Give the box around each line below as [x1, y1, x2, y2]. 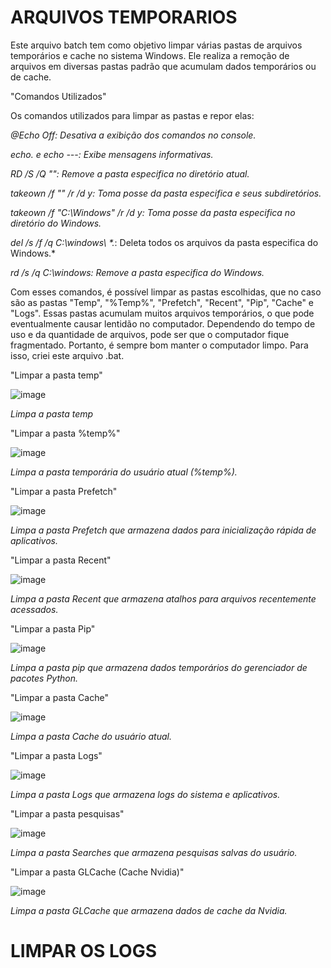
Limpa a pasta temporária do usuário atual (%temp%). [10, 466, 238, 478]
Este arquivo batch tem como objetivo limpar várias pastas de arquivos [10, 39, 303, 51]
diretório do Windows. [10, 217, 102, 229]
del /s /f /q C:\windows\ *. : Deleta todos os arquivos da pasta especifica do [10, 236, 319, 248]
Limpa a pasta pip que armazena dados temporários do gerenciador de [10, 661, 308, 673]
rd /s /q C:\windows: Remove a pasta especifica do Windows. [10, 266, 265, 278]
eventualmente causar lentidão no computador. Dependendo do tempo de [10, 317, 316, 330]
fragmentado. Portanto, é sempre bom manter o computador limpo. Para [10, 339, 309, 351]
